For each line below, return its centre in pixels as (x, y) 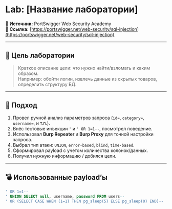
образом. (28, 73)
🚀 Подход (21, 106)
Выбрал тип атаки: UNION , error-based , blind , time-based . (73, 145)
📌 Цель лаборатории (40, 56)
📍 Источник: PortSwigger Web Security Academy (58, 24)
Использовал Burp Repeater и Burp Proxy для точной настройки (83, 134)
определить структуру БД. (47, 84)
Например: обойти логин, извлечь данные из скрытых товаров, (88, 79)
